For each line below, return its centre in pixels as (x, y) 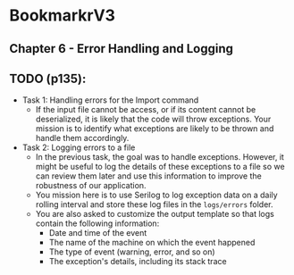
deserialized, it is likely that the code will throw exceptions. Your (153, 119)
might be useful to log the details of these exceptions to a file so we (160, 167)
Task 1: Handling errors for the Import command (110, 100)
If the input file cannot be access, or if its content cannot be (146, 110)
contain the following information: (97, 223)
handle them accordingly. (82, 138)
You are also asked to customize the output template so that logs (155, 214)
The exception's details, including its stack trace (138, 262)
